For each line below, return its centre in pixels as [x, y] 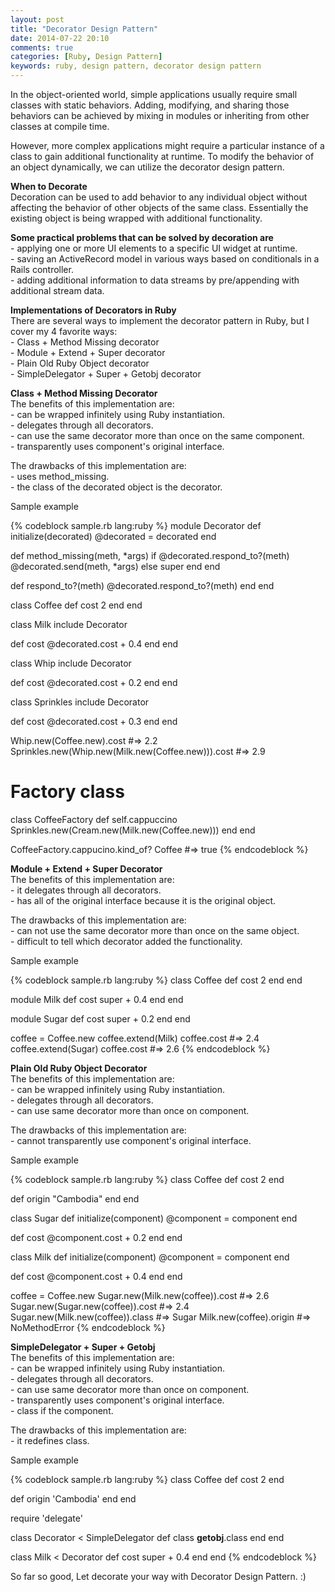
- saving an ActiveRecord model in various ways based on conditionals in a [165, 259]
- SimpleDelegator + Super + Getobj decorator [106, 374]
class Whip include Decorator [71, 663]
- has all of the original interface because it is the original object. [143, 900]
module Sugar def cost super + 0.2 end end [100, 1018]
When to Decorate [49, 186]
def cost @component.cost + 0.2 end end [96, 1237]
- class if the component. [62, 1410]
